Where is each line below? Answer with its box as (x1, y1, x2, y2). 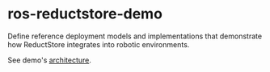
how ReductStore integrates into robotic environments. (7, 39, 190, 49)
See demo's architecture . (7, 55, 92, 65)
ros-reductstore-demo (7, 5, 163, 23)
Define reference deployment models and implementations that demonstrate (7, 31, 263, 41)
